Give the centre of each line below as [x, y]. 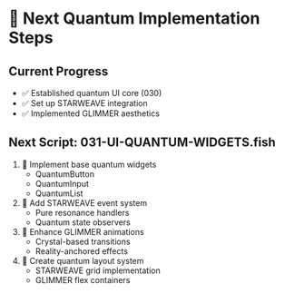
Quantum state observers [83, 222]
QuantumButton [64, 174]
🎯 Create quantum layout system [83, 260]
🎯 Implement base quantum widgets [89, 164]
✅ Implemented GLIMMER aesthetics [91, 113]
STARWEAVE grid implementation [98, 270]
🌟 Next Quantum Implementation [134, 19]
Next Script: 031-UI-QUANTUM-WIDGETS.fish [142, 143]
